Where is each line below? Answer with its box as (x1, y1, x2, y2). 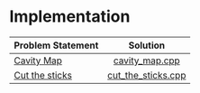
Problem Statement (14, 39, 99, 51)
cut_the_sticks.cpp (107, 69, 186, 81)
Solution (128, 39, 166, 51)
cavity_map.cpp (113, 54, 180, 67)
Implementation (9, 6, 131, 27)
